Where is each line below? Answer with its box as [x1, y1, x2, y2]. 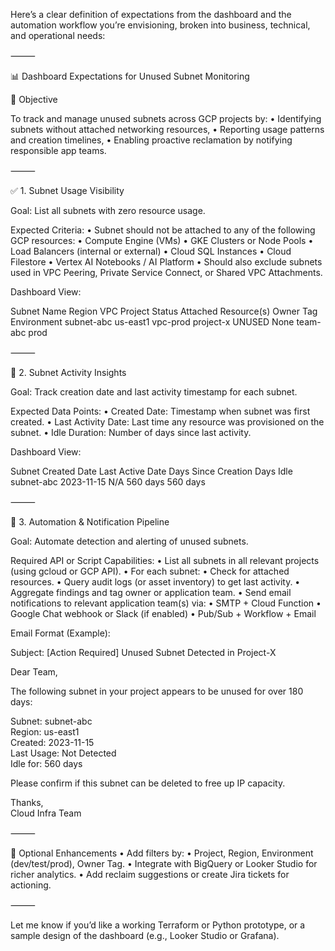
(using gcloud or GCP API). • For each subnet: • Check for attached [10, 565, 290, 577]
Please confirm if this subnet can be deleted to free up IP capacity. [10, 777, 286, 789]
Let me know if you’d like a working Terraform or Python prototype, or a [10, 919, 306, 931]
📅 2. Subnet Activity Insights [10, 367, 127, 378]
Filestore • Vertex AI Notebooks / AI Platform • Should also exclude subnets [10, 256, 323, 268]
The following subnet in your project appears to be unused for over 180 [10, 685, 304, 697]
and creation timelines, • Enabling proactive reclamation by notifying [10, 134, 293, 146]
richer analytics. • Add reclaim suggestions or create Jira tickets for [10, 869, 290, 880]
